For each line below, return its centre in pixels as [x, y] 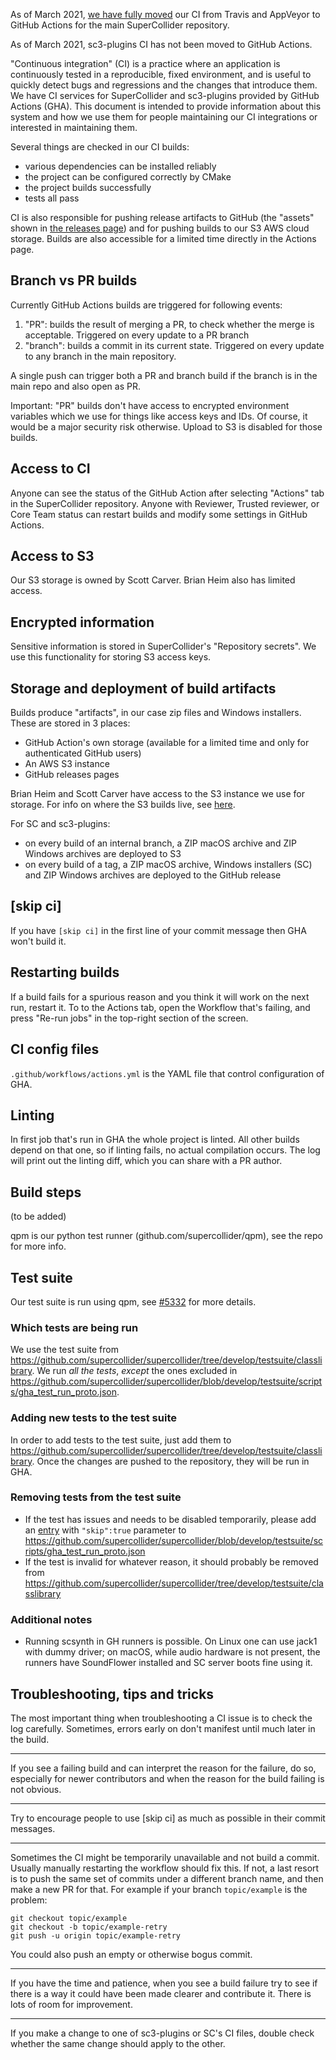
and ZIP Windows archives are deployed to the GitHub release [153, 875]
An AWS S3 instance [67, 764]
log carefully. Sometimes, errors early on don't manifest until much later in [163, 1728]
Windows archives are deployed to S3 [103, 854]
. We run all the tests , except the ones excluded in [134, 1371]
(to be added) [38, 1216]
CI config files [55, 1049]
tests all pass [52, 198]
